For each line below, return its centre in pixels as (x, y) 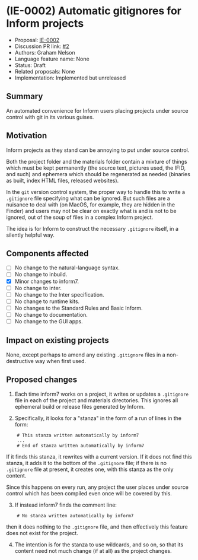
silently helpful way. (31, 235)
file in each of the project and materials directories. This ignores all (96, 400)
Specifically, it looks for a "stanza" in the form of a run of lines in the (98, 418)
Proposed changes (42, 380)
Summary (25, 96)
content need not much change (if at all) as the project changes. (93, 551)
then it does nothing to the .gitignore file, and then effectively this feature (97, 527)
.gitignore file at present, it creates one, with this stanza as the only (90, 469)
